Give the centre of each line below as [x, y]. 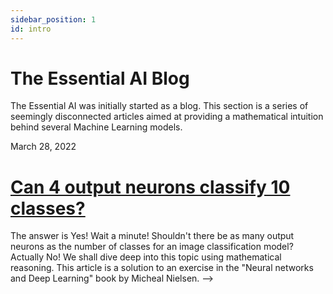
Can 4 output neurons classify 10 [150, 187]
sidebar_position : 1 [53, 19]
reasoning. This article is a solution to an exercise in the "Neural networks [162, 268]
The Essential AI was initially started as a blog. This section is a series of [159, 106]
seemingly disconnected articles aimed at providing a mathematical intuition [167, 117]
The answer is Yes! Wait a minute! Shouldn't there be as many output [152, 236]
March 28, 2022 [43, 147]
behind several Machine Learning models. [96, 127]
